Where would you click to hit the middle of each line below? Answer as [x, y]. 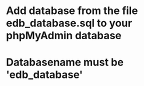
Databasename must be [65, 62]
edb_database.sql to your [69, 23]
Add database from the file [72, 11]
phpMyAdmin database [64, 36]
